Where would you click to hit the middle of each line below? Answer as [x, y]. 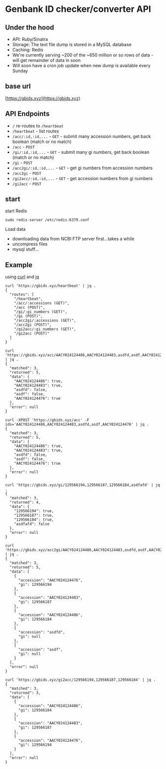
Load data [15, 229]
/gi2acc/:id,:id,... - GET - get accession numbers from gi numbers [83, 178]
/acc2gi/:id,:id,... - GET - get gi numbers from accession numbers [83, 168]
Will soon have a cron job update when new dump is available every [81, 66]
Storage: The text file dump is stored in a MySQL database [72, 45]
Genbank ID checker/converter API [78, 9]
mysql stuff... [25, 249]
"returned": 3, [25, 693]
